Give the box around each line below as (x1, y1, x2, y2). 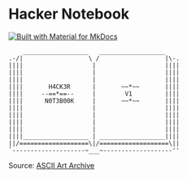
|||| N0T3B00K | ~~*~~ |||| (8, 96, 180, 105)
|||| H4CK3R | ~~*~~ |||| (8, 83, 180, 91)
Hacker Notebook (8, 5, 130, 23)
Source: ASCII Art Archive (8, 160, 95, 170)
